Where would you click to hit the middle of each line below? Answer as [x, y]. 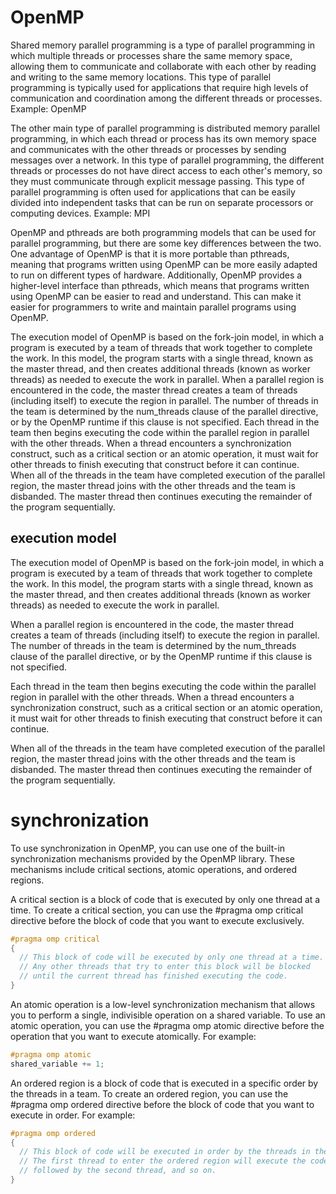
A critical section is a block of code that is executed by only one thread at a [165, 899]
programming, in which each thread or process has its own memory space [163, 138]
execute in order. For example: [73, 1115]
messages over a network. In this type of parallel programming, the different [167, 160]
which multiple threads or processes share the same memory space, [151, 55]
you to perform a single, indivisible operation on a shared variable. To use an [168, 1015]
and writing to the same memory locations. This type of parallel [141, 77]
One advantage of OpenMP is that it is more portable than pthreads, [150, 253]
